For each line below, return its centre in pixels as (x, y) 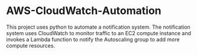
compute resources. (30, 46)
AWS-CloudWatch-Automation (84, 11)
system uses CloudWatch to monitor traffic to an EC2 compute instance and (98, 33)
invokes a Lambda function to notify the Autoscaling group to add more (93, 39)
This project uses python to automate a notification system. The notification (98, 27)
